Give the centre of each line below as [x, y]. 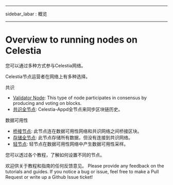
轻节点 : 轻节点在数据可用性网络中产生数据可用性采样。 [71, 144]
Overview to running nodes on [72, 40]
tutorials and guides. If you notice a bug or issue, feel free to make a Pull [82, 171]
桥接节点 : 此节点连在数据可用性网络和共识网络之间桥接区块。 [77, 131]
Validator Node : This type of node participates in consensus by [80, 98]
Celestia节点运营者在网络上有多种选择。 [48, 76]
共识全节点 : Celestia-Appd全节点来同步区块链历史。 [68, 109]
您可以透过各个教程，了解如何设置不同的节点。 [55, 155]
